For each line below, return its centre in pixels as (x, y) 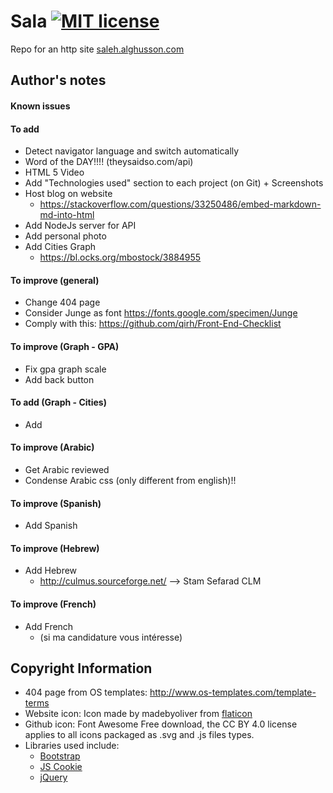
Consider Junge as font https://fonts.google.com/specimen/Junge (161, 313)
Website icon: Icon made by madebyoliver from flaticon (138, 714)
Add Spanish (51, 526)
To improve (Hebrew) (55, 548)
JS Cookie (61, 767)
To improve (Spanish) (56, 503)
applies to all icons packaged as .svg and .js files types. (139, 735)
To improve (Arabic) (52, 447)
